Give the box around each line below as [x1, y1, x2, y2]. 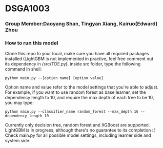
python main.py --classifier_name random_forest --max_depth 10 [5, 109, 139, 114]
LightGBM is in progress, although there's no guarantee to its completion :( [5, 127, 155, 133]
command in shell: [5, 66, 42, 72]
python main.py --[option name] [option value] [5, 76, 104, 81]
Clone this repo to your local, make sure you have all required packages [5, 51, 149, 57]
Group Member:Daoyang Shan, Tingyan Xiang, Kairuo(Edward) [5, 21, 158, 27]
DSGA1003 [5, 3, 50, 14]
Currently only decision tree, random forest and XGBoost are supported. [5, 122, 150, 128]
